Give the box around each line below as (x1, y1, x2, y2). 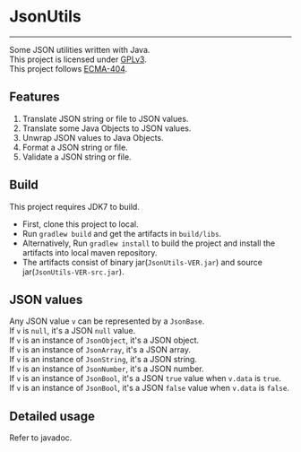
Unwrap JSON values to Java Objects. (21, 132, 164, 143)
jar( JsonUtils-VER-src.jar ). (21, 266, 125, 277)
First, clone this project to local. (21, 218, 139, 230)
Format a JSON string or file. (21, 142, 128, 152)
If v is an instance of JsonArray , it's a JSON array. (9, 344, 191, 355)
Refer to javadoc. (9, 432, 73, 443)
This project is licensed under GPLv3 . (9, 54, 148, 65)
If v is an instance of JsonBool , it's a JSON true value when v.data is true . (9, 373, 282, 384)
